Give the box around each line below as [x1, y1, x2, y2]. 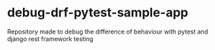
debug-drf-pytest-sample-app [7, 5, 189, 21]
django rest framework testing [7, 34, 94, 42]
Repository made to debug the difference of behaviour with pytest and [7, 27, 209, 36]
